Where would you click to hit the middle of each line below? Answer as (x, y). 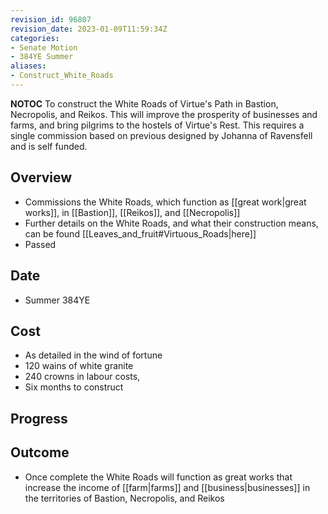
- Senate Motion (44, 47)
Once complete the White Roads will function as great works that (158, 477)
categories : (35, 38)
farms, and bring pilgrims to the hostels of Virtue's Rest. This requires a (157, 125)
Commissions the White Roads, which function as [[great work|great (165, 202)
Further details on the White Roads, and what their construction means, (171, 223)
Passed (40, 244)
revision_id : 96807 (51, 19)
